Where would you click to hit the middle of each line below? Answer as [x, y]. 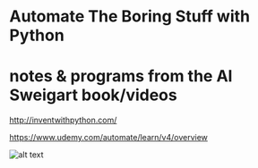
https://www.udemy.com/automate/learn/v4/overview [109, 138]
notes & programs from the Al [121, 76]
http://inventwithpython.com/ [63, 120]
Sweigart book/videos [93, 95]
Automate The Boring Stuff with [130, 17]
